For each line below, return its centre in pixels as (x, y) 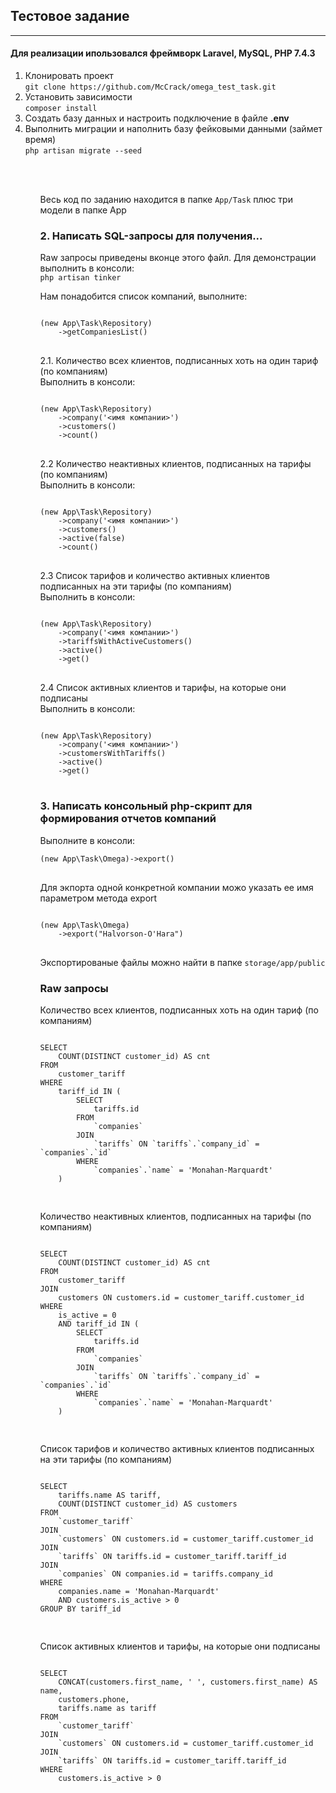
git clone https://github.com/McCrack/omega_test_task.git (150, 87)
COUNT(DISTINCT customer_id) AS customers (148, 1504)
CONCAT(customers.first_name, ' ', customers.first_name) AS (188, 1682)
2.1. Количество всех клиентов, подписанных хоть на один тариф (179, 361)
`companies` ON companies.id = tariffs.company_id (165, 1574)
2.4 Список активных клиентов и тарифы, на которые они (163, 688)
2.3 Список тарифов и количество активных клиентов (154, 576)
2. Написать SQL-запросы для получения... (151, 236)
